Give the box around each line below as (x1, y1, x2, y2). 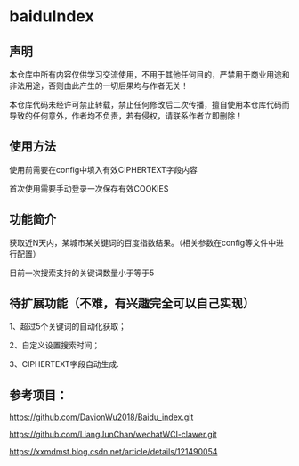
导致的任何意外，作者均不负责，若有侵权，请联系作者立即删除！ (9, 110, 243, 121)
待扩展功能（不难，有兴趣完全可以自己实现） (9, 296, 255, 311)
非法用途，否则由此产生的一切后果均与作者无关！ (9, 80, 189, 91)
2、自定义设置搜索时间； (9, 340, 101, 351)
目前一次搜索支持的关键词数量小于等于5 (9, 267, 155, 278)
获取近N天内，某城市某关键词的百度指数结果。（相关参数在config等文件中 (9, 237, 277, 248)
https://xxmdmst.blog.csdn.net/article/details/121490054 (9, 446, 218, 457)
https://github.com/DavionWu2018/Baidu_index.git (9, 412, 194, 422)
